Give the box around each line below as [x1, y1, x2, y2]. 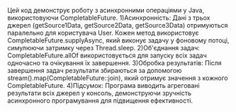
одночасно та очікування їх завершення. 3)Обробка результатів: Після [7, 59, 222, 67]
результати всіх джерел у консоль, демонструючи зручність [7, 89, 192, 97]
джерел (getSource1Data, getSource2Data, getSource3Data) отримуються [7, 21, 228, 29]
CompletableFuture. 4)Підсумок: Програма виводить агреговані [7, 82, 200, 89]
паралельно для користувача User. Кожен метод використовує [7, 28, 200, 37]
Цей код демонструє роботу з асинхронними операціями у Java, [7, 6, 205, 14]
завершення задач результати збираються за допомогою [7, 67, 182, 74]
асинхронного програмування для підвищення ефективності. [7, 96, 193, 105]
